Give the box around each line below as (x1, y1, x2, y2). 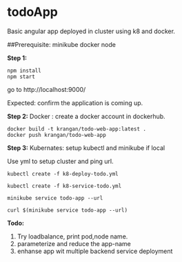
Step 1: (7, 53, 28, 62)
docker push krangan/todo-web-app (7, 131, 107, 138)
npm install (7, 67, 41, 74)
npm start (7, 73, 36, 80)
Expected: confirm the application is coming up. (7, 98, 143, 107)
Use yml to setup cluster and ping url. (7, 157, 114, 165)
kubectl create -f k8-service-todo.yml (7, 183, 122, 189)
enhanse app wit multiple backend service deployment (17, 247, 173, 255)
